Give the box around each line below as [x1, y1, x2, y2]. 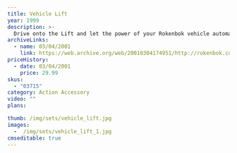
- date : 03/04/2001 [13, 63, 71, 70]
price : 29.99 [20, 69, 59, 76]
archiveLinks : [7, 37, 49, 44]
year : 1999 [7, 17, 39, 24]
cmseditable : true [7, 135, 61, 142]
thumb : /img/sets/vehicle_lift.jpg [7, 115, 112, 122]
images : [7, 121, 30, 128]
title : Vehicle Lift [7, 10, 68, 18]
